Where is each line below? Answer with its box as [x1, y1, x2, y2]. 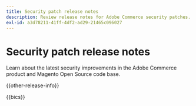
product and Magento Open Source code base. [6, 71, 121, 78]
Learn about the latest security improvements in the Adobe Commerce [6, 64, 177, 71]
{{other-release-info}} [6, 82, 59, 89]
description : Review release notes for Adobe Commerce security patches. [6, 14, 191, 20]
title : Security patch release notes [6, 8, 99, 15]
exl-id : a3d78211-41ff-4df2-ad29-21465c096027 [6, 19, 122, 25]
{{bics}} [6, 94, 25, 101]
